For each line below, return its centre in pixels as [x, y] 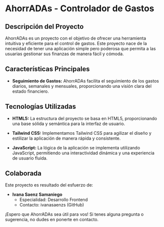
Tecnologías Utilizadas [41, 107]
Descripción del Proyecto [45, 27]
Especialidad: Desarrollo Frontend [54, 200]
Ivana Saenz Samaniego [37, 195]
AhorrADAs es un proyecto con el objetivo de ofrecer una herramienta [76, 38]
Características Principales [47, 69]
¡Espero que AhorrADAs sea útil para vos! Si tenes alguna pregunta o [74, 214]
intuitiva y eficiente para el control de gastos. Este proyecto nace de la [76, 43]
